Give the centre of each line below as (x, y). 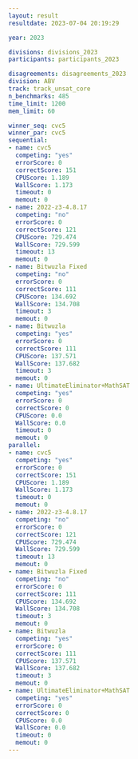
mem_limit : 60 (32, 111)
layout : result (34, 16)
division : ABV (32, 82)
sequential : (28, 141)
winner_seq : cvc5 (37, 126)
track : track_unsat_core (49, 89)
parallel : (25, 445)
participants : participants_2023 (64, 60)
